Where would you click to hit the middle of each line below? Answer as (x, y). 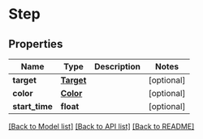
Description (117, 67)
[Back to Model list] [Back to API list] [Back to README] (101, 126)
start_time (32, 106)
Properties (36, 44)
